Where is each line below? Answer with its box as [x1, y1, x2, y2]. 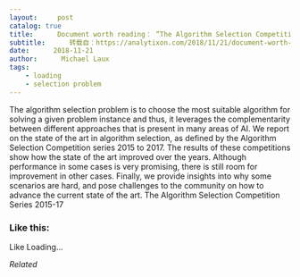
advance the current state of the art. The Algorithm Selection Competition [9, 189, 280, 200]
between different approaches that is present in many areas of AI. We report [9, 122, 290, 134]
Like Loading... [9, 241, 64, 252]
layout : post [9, 13, 74, 22]
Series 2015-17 [9, 198, 64, 210]
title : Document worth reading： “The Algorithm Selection [9, 29, 253, 38]
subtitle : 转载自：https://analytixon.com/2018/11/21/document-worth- [9, 38, 292, 47]
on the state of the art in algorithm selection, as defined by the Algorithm [9, 132, 277, 143]
